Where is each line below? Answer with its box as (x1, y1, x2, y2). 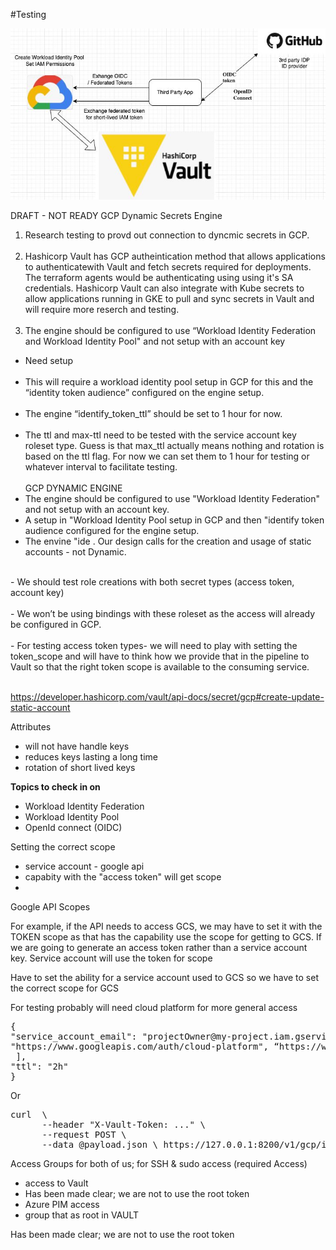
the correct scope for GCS (10, 982, 120, 994)
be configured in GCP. (10, 619, 102, 631)
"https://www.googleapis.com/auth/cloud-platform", (10, 1041, 270, 1053)
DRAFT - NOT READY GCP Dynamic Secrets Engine (10, 210, 223, 222)
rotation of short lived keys (24, 762, 136, 774)
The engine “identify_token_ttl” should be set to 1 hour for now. (24, 408, 283, 420)
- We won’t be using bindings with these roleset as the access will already (10, 608, 316, 620)
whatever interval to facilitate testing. (24, 461, 178, 473)
